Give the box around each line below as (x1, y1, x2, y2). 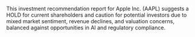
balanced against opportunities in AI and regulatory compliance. (6, 24, 166, 31)
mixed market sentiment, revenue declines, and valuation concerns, (6, 18, 175, 24)
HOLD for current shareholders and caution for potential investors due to (6, 11, 187, 18)
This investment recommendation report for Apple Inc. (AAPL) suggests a (6, 5, 189, 12)
